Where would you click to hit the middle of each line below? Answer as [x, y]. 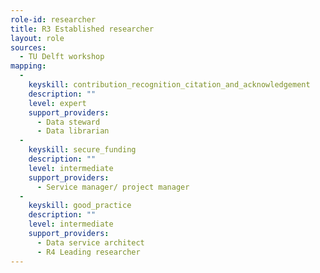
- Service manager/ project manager [113, 187]
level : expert [57, 103]
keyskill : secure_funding [82, 150]
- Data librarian [73, 131]
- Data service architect [90, 242]
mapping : [28, 66]
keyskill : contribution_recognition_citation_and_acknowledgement [169, 85]
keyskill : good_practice [80, 206]
